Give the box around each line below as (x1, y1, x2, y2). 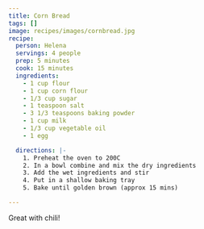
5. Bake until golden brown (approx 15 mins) (23, 184, 179, 192)
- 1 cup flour (23, 79, 70, 87)
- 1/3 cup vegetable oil (23, 124, 106, 132)
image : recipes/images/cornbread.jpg (8, 27, 135, 35)
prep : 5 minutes (15, 57, 70, 65)
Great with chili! (8, 213, 60, 223)
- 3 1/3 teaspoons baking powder (23, 110, 135, 118)
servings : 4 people (15, 49, 81, 57)
